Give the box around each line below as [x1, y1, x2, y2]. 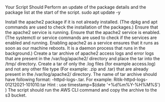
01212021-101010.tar [5, 82, 46, 88]
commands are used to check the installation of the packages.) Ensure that [5, 24, 159, 30]
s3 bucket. [5, 92, 27, 98]
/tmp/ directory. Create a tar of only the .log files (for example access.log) [5, 61, 156, 67]
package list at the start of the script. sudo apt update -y [5, 9, 121, 15]
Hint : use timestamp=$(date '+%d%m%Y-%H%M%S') [47, 82, 161, 88]
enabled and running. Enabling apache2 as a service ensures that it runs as [5, 40, 159, 46]
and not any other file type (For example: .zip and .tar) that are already [5, 66, 149, 72]
